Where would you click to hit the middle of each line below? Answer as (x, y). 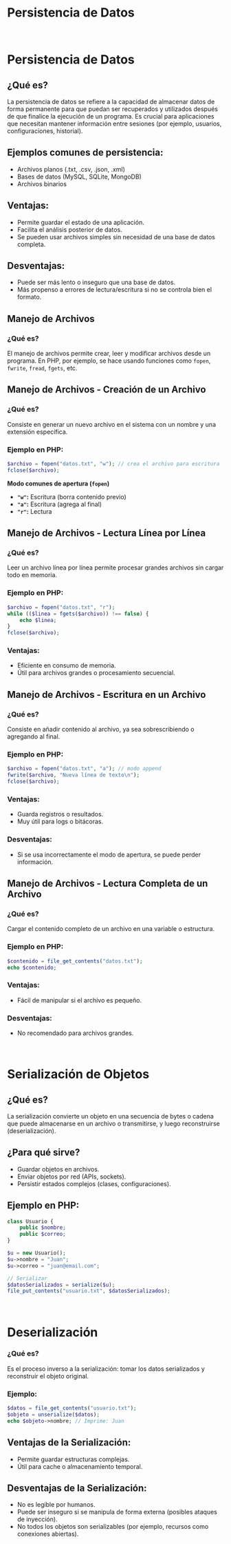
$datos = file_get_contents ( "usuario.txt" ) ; (72, 1408)
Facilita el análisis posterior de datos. (69, 230)
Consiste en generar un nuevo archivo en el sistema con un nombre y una (112, 424)
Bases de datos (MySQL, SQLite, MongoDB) (79, 177)
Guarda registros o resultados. (60, 814)
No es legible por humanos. (56, 1505)
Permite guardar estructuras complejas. (73, 1459)
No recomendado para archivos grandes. (75, 1033)
